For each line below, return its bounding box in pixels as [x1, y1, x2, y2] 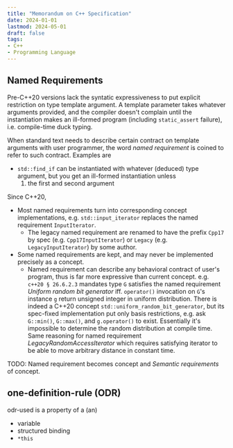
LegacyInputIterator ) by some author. [27, 242, 137, 251]
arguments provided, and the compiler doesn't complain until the [7, 108, 192, 116]
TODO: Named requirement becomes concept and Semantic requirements [7, 359, 219, 368]
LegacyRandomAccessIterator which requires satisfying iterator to [27, 338, 218, 347]
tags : [7, 36, 23, 43]
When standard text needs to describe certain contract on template [7, 136, 200, 144]
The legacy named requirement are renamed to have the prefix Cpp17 [27, 228, 224, 236]
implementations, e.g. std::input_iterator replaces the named [17, 213, 199, 222]
